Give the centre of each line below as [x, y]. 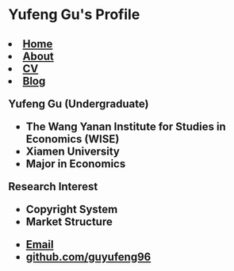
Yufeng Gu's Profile [74, 15]
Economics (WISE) [73, 139]
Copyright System [72, 209]
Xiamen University [73, 151]
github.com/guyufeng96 [88, 256]
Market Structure [69, 221]
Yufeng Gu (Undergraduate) [79, 103]
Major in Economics [76, 164]
